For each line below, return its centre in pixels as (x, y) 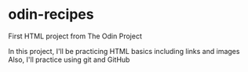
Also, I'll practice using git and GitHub (69, 59)
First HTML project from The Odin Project (75, 36)
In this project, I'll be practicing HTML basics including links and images (124, 51)
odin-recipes (51, 14)
